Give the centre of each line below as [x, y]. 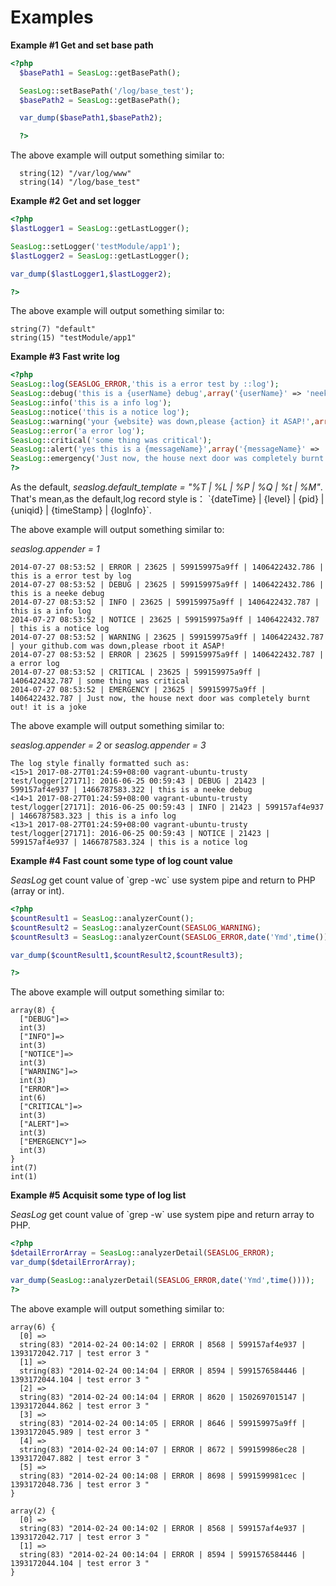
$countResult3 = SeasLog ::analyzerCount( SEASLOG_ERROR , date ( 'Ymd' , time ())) [171, 937]
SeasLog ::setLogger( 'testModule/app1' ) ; [96, 246]
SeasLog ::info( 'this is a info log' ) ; [91, 403]
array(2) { [33, 1511]
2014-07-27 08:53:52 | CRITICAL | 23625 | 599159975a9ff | [136, 672]
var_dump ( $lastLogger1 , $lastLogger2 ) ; [91, 274]
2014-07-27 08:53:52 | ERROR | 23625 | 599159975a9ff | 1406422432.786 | [167, 567]
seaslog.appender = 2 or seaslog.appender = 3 [108, 745]
